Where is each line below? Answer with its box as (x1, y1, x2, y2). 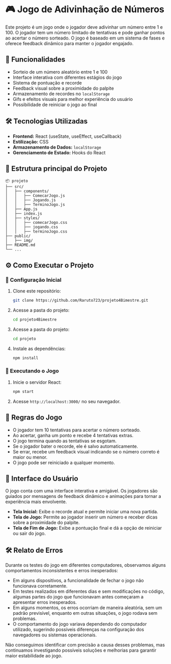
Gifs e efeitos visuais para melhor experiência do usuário (12, 96, 133, 102)
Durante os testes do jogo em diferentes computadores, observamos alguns (5, 562, 166, 568)
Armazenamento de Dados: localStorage (12, 144, 101, 150)
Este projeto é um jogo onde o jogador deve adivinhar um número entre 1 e (5, 24, 163, 30)
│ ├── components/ (5, 189, 50, 194)
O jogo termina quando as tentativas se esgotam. (12, 438, 117, 444)
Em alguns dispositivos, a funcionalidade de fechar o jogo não (12, 577, 144, 584)
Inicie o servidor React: (12, 379, 62, 385)
